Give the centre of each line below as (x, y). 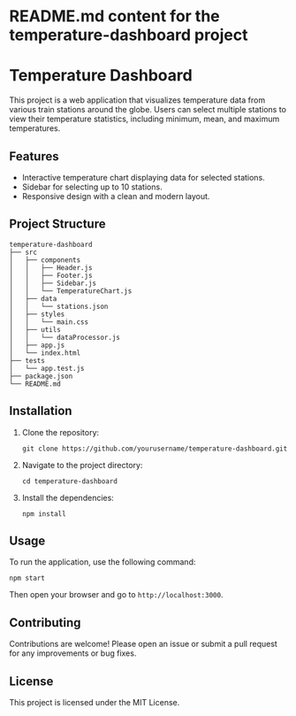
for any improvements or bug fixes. (73, 653)
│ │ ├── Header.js (51, 267)
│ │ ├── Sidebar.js (53, 283)
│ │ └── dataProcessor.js (65, 337)
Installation (41, 411)
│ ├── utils (35, 329)
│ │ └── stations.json (59, 306)
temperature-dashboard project (129, 35)
